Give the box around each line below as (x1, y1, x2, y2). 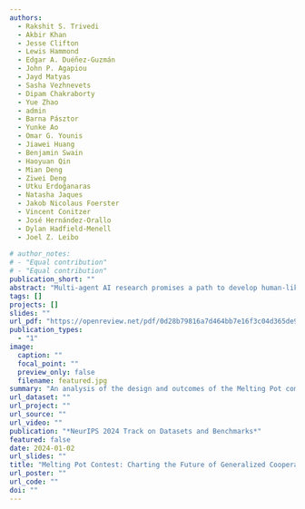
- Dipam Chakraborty (17, 89, 95, 98)
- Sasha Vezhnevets (17, 81, 92, 90)
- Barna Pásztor (17, 114, 79, 123)
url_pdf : (9, 317, 43, 327)
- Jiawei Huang (17, 140, 75, 149)
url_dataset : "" (9, 393, 71, 402)
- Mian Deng (17, 165, 64, 174)
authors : (9, 13, 43, 23)
